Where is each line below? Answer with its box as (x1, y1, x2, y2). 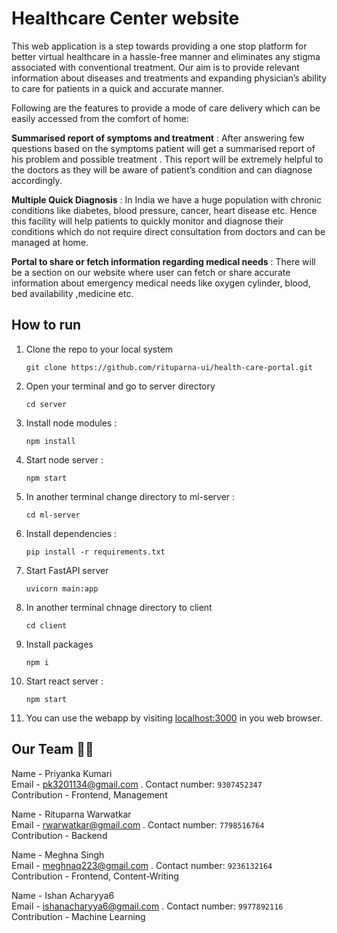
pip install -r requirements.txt (25, 547, 166, 557)
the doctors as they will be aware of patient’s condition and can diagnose (11, 163, 313, 176)
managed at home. (11, 236, 89, 248)
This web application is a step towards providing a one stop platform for (11, 40, 308, 52)
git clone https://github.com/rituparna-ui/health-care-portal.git (25, 362, 313, 372)
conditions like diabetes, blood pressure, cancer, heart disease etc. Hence (11, 204, 318, 216)
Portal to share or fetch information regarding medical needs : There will (11, 255, 316, 267)
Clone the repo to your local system (25, 343, 174, 355)
